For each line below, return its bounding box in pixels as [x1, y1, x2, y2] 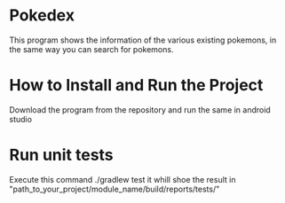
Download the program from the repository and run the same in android [9, 104, 271, 115]
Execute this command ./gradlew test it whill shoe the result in [9, 174, 236, 184]
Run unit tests [9, 145, 114, 165]
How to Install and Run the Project [9, 75, 264, 96]
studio [9, 113, 33, 124]
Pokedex [9, 5, 75, 26]
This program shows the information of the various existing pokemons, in [9, 35, 277, 45]
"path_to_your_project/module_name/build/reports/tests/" [9, 183, 220, 194]
